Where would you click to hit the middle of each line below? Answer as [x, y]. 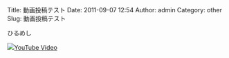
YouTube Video [36, 47]
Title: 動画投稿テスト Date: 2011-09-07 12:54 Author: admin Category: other [115, 10]
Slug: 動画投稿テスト [37, 18]
